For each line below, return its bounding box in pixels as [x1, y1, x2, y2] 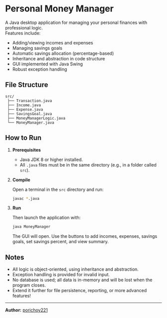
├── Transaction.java [7, 98, 52, 103]
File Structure [5, 81, 48, 89]
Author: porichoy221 [5, 307, 48, 313]
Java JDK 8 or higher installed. [19, 157, 83, 162]
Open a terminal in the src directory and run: [12, 186, 104, 192]
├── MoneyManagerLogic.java [7, 116, 66, 121]
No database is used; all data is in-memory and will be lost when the [12, 277, 153, 283]
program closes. [12, 282, 46, 288]
